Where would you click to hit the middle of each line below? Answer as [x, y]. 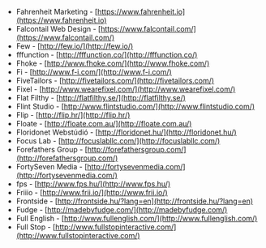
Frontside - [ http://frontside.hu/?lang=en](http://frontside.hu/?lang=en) [135, 201]
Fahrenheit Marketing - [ [57, 12]
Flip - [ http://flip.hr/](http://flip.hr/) [73, 115]
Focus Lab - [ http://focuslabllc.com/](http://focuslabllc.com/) [118, 141]
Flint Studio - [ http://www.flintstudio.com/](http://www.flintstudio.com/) [135, 106]
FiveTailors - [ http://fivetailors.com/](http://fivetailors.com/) [115, 81]
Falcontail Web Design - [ [58, 29]
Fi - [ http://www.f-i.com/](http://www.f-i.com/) [94, 72]
